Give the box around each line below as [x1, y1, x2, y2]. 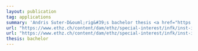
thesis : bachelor [6, 36, 49, 42]
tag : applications [6, 14, 51, 20]
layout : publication [6, 8, 57, 15]
